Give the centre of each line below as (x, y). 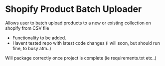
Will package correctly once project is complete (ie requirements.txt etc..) (81, 58)
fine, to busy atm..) (32, 48)
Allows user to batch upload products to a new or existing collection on (78, 23)
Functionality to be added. (39, 38)
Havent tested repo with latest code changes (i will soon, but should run (86, 43)
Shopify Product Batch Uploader (74, 9)
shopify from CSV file (27, 28)
